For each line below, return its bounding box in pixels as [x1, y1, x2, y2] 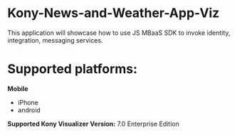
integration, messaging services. [7, 36, 103, 44]
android [17, 105, 41, 114]
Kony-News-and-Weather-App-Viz [7, 5, 220, 21]
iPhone [17, 98, 39, 107]
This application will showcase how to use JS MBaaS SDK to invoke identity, [7, 28, 231, 37]
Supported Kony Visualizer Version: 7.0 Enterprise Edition [7, 119, 179, 128]
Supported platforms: [7, 61, 137, 77]
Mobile [7, 84, 28, 93]
